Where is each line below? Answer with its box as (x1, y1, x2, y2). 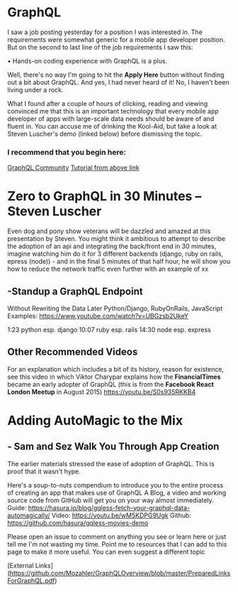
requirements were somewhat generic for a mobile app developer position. (7, 35, 225, 43)
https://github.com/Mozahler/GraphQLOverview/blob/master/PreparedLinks (9, 569, 231, 577)
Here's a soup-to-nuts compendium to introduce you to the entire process (7, 480, 224, 489)
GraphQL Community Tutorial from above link (7, 163, 140, 172)
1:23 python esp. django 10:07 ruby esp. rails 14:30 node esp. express (7, 325, 211, 334)
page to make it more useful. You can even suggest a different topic (7, 547, 205, 556)
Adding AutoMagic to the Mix (7, 412, 183, 429)
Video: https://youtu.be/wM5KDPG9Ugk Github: (51, 511, 191, 520)
